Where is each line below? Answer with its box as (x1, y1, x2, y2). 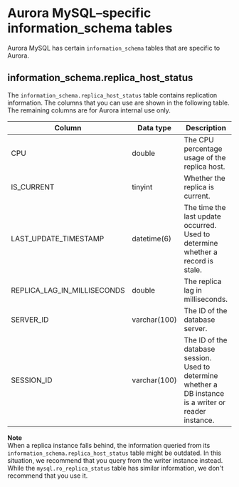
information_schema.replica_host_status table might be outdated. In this (7, 449, 222, 457)
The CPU (184, 135, 215, 145)
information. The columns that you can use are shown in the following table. (7, 98, 230, 107)
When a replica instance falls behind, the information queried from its (7, 441, 211, 449)
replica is (184, 182, 215, 192)
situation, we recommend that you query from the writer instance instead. (7, 456, 223, 464)
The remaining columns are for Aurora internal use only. (7, 105, 171, 115)
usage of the (184, 152, 226, 162)
